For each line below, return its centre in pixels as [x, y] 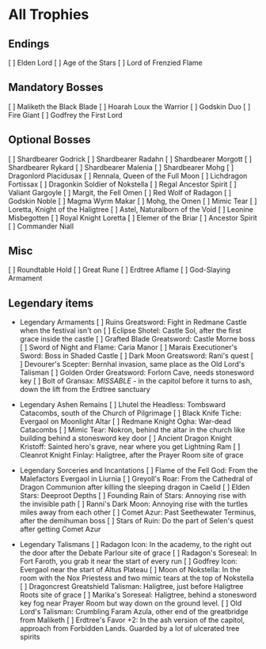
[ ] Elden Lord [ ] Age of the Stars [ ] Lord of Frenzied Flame [106, 62]
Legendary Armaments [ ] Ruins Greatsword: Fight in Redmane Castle [133, 323]
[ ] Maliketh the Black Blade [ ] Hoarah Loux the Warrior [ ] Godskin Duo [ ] [129, 106]
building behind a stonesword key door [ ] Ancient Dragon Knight [125, 438]
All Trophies [49, 15]
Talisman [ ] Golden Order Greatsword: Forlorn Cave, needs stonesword [137, 372]
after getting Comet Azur [60, 529]
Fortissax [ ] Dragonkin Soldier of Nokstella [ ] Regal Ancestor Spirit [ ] [123, 184]
